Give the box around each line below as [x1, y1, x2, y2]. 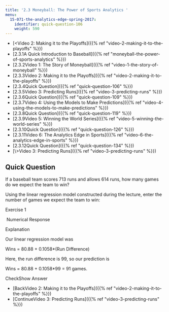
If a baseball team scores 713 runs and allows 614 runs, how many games [5, 176, 159, 182]
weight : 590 [14, 26, 40, 31]
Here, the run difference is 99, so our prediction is [5, 256, 110, 262]
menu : [5, 12, 17, 17]
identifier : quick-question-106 [14, 21, 83, 27]
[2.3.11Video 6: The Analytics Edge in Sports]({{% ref [12, 132, 123, 138]
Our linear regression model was [5, 236, 74, 242]
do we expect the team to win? [5, 181, 70, 188]
